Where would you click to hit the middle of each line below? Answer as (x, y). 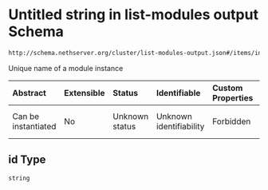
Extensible (84, 93)
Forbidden (232, 121)
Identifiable (178, 93)
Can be (26, 116)
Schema (36, 32)
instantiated (34, 126)
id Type (27, 160)
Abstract (29, 93)
